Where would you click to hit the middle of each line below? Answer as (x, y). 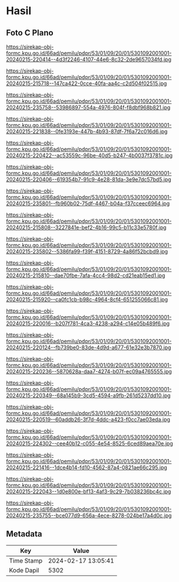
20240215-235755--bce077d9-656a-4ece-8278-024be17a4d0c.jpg (89, 516)
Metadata (24, 534)
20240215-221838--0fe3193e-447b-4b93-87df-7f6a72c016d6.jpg (87, 131)
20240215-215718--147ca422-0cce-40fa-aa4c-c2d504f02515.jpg (87, 83)
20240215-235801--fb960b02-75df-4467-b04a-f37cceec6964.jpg (88, 203)
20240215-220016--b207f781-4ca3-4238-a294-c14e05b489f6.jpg (88, 323)
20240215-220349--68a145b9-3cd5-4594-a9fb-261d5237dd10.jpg (88, 395)
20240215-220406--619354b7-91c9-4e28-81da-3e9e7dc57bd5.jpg (89, 179)
